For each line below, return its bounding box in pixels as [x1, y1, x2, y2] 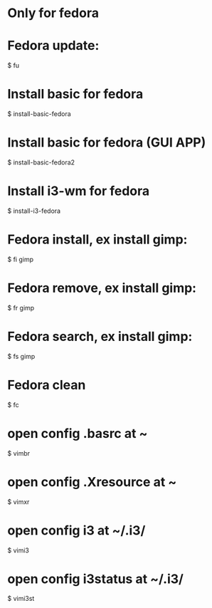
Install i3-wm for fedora [7, 183, 150, 199]
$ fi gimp [7, 255, 34, 263]
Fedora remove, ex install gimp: [7, 280, 197, 296]
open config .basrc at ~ [7, 425, 148, 441]
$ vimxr [7, 497, 30, 506]
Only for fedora [7, 5, 100, 21]
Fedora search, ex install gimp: [7, 329, 193, 345]
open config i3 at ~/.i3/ [7, 522, 146, 538]
